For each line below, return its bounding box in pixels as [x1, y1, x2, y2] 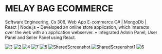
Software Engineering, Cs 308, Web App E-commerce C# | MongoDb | [5, 19, 147, 25]
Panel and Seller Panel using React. [5, 35, 76, 40]
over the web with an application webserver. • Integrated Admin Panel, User [5, 29, 158, 35]
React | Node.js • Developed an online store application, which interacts [5, 24, 149, 30]
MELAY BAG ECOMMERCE [5, 3, 113, 14]
